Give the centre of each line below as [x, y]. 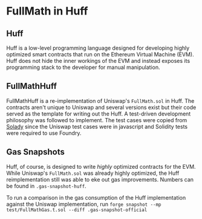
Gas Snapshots [35, 152]
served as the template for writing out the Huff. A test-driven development [99, 114]
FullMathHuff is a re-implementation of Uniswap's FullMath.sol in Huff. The [100, 100]
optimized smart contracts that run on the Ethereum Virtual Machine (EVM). [100, 54]
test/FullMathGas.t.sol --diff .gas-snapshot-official [77, 210]
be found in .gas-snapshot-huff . [46, 186]
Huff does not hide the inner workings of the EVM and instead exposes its [98, 61]
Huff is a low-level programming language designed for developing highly [98, 48]
